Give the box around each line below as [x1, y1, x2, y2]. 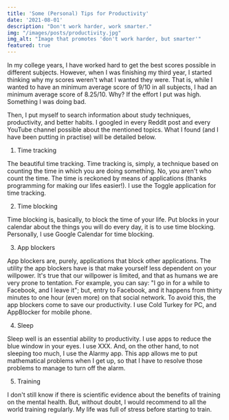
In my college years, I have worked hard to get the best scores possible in [7, 61, 217, 69]
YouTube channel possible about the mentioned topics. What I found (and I [7, 125, 219, 134]
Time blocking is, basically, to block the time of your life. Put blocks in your [7, 216, 219, 224]
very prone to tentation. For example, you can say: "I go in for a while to [7, 279, 210, 286]
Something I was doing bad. [7, 98, 87, 105]
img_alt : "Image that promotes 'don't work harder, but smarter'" [7, 36, 201, 43]
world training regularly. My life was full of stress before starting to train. [7, 406, 212, 413]
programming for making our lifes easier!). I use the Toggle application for [7, 182, 217, 189]
